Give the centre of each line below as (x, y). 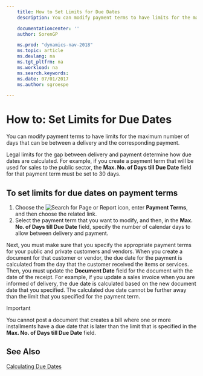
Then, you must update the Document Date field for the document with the (100, 271)
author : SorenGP (38, 34)
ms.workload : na (38, 67)
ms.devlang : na (36, 56)
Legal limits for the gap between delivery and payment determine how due (99, 154)
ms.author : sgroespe (43, 84)
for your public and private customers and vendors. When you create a (95, 251)
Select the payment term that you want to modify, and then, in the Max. (104, 220)
